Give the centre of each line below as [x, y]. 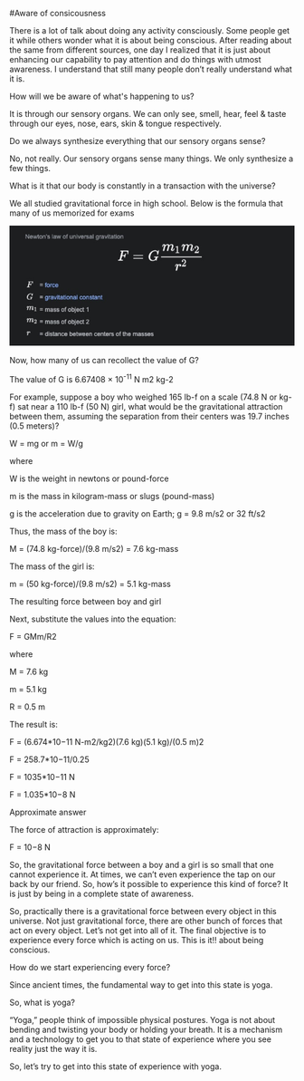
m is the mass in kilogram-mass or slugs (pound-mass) [112, 496]
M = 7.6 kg [29, 671]
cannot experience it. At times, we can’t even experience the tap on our [142, 874]
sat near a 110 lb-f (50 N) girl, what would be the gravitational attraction [150, 406]
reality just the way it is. [53, 1048]
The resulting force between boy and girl [85, 601]
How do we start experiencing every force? [90, 967]
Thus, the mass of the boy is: [63, 531]
